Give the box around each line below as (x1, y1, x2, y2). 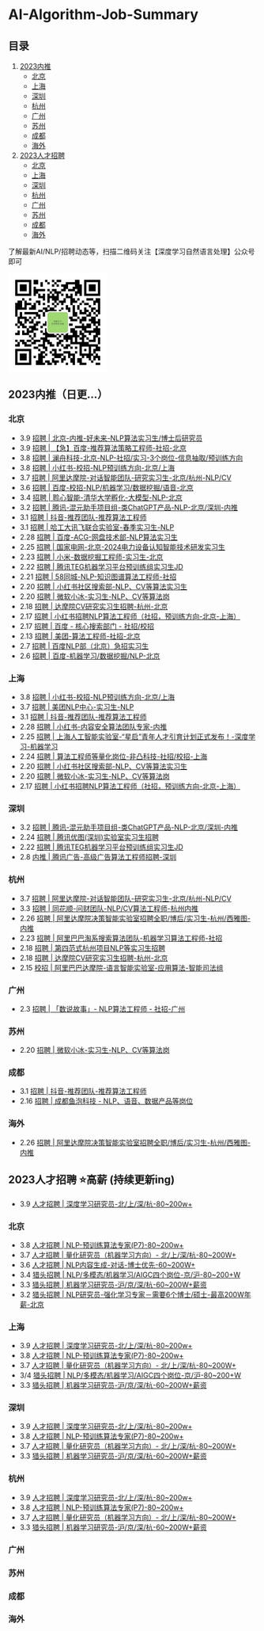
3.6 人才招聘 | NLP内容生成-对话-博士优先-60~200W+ (19, 1259, 196, 1269)
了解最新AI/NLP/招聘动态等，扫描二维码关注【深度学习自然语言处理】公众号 (8, 247, 255, 256)
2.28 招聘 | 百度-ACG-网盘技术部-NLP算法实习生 (19, 532, 178, 542)
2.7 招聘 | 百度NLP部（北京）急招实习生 (19, 641, 149, 650)
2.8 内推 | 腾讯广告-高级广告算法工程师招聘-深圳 (19, 852, 177, 862)
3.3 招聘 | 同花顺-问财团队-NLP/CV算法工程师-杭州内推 (19, 903, 199, 913)
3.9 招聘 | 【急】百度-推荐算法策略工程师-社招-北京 (19, 443, 187, 452)
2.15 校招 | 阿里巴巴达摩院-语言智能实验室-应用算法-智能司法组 (19, 962, 224, 972)
